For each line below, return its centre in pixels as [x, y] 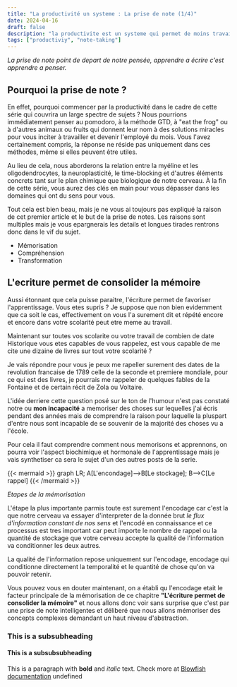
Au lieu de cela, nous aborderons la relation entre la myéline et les [103, 165]
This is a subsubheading [50, 636]
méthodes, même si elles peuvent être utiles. [72, 152]
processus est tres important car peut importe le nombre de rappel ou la [112, 530]
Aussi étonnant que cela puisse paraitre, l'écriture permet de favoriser [109, 299]
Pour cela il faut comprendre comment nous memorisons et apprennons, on [117, 444]
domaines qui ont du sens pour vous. [61, 196]
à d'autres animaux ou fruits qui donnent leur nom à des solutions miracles [116, 129]
